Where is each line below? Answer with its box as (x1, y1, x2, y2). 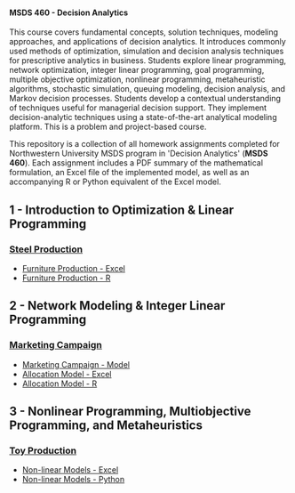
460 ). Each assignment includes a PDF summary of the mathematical (9, 158, 264, 168)
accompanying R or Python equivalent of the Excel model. (9, 176, 222, 187)
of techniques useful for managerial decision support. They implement (9, 102, 267, 113)
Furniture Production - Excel (21, 263, 126, 273)
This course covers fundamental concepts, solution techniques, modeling (9, 27, 278, 37)
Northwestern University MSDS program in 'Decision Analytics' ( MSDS (9, 148, 268, 159)
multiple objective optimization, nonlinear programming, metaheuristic (9, 74, 266, 85)
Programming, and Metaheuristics (9, 417, 203, 432)
